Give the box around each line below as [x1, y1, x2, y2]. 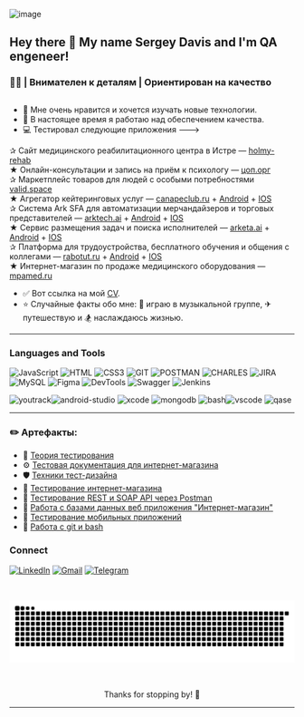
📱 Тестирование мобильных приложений [22, 512, 183, 523]
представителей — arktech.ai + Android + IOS [9, 212, 184, 223]
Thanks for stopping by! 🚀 [103, 689, 201, 700]
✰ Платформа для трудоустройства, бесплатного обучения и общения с [9, 241, 290, 252]
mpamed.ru [9, 270, 52, 281]
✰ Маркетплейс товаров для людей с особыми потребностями [9, 173, 255, 185]
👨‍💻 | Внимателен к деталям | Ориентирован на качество [9, 76, 271, 89]
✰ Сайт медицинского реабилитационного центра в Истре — [9, 145, 247, 156]
